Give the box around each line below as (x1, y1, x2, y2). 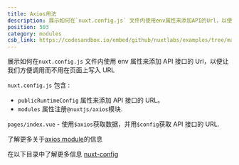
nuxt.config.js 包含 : (7, 81, 70, 89)
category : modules (7, 30, 62, 38)
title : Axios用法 (7, 10, 57, 18)
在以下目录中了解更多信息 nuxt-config (7, 150, 119, 159)
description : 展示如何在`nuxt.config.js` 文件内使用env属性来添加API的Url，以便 (7, 17, 233, 24)
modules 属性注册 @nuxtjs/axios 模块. (17, 105, 123, 113)
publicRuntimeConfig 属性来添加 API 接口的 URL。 (17, 96, 164, 105)
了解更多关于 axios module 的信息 (7, 135, 103, 144)
